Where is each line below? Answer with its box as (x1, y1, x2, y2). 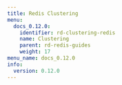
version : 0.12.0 (13, 67, 60, 74)
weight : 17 (19, 49, 51, 56)
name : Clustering (19, 36, 70, 42)
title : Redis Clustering (7, 10, 79, 17)
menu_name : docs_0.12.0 (7, 55, 76, 62)
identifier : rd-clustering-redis (19, 29, 116, 36)
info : (7, 61, 23, 68)
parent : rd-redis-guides (19, 42, 91, 49)
